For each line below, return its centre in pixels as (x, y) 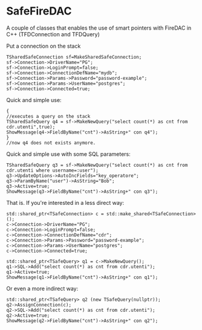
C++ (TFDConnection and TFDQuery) (53, 34)
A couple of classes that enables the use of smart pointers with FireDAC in (99, 28)
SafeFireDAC (39, 11)
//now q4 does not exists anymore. (51, 143)
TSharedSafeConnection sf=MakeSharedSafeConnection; (74, 57)
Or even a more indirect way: (42, 288)
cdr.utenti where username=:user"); (52, 170)
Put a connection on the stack (44, 46)
